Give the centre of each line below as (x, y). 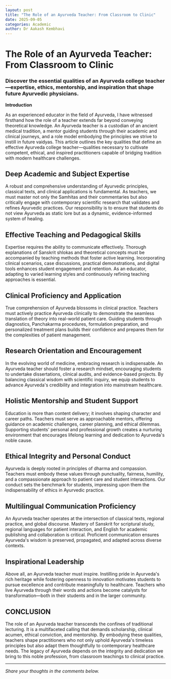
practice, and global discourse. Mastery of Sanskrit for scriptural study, (80, 524)
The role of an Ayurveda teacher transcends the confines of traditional (79, 624)
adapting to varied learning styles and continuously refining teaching (77, 274)
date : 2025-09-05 (24, 19)
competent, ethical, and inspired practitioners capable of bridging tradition (83, 152)
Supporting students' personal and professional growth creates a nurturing (84, 429)
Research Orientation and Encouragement (73, 351)
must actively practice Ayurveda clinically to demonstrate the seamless (80, 314)
